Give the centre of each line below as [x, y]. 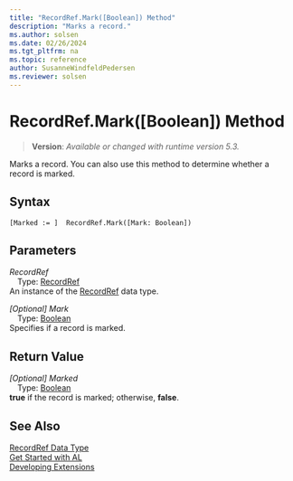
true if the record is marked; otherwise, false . [94, 398]
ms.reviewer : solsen [48, 77]
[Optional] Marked [44, 378]
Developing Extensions [52, 467]
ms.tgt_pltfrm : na [44, 52]
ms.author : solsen [44, 34]
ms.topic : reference [48, 60]
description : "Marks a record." [70, 26]
